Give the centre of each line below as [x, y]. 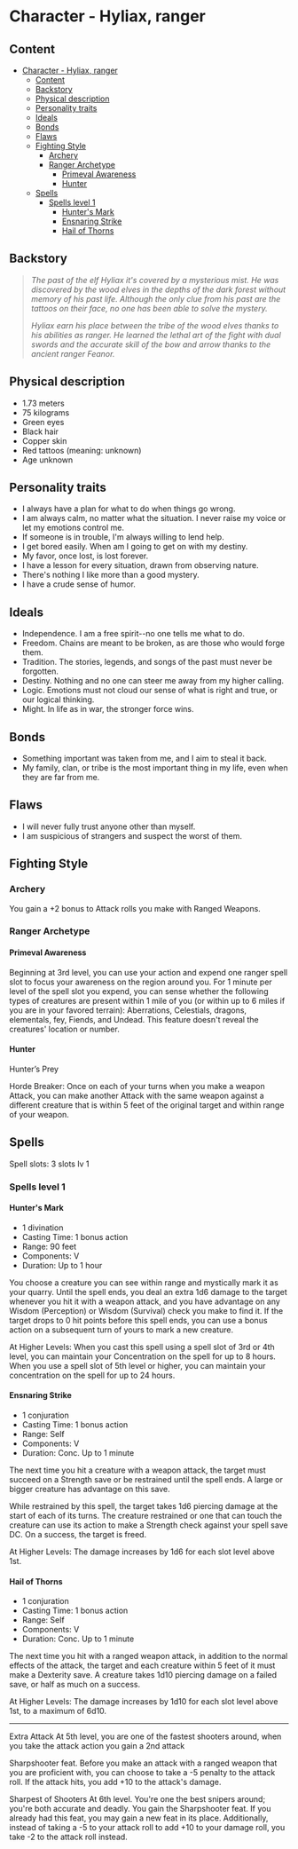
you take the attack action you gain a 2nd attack [97, 1746]
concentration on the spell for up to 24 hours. [92, 1375]
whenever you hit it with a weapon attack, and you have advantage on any [145, 1301]
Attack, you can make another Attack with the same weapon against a [137, 1095]
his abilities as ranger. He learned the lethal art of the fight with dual [156, 335]
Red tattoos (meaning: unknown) [82, 450]
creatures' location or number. [64, 1029]
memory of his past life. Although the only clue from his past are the [156, 298]
